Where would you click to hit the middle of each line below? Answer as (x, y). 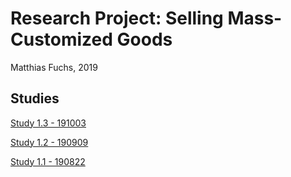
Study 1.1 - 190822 (48, 161)
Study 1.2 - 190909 (49, 142)
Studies (35, 98)
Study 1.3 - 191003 (48, 123)
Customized (61, 39)
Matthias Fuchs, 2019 (54, 67)
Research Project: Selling (117, 18)
